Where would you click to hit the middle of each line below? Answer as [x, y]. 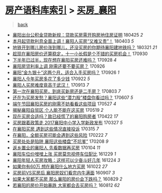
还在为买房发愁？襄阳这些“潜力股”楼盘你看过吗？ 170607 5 [73, 97]
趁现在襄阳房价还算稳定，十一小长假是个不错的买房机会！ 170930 [80, 54]
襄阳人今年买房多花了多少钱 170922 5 [51, 79]
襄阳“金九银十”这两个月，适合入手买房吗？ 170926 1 [66, 72]
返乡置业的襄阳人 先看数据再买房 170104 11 [56, 147]
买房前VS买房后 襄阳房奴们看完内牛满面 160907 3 [64, 172]
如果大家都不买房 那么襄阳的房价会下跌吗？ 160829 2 [67, 179]
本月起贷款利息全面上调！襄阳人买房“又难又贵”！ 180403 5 [73, 41]
